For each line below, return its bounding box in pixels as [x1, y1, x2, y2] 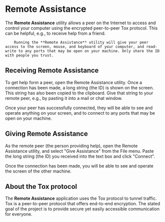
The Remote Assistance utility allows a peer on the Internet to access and [5, 20, 156, 26]
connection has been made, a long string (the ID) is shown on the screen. [5, 85, 154, 90]
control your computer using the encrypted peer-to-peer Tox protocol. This [5, 25, 158, 31]
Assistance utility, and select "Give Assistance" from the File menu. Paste [5, 148, 154, 154]
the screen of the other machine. [5, 168, 72, 174]
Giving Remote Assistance [5, 130, 88, 138]
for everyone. [5, 211, 33, 217]
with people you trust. [5, 53, 54, 58]
